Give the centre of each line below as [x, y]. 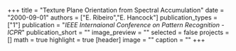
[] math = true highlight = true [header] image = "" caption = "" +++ [106, 40]
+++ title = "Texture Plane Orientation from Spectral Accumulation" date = [116, 10]
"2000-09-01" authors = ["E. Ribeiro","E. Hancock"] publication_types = [113, 17]
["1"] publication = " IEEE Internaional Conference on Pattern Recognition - [116, 25]
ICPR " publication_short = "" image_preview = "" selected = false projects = [118, 32]
